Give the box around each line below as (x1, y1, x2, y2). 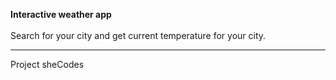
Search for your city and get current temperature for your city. (10, 30, 267, 41)
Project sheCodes (10, 59, 85, 70)
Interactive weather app (10, 9, 112, 20)
